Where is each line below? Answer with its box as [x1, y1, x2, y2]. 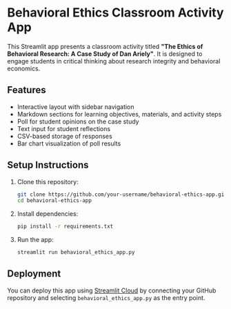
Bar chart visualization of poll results [17, 139, 121, 148]
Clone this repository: [17, 177, 79, 186]
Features [7, 84, 46, 96]
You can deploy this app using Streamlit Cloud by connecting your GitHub [7, 286, 217, 295]
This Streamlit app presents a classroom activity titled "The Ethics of [7, 42, 203, 50]
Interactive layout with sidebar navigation [17, 102, 134, 111]
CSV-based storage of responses [17, 132, 112, 140]
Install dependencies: [17, 210, 79, 218]
